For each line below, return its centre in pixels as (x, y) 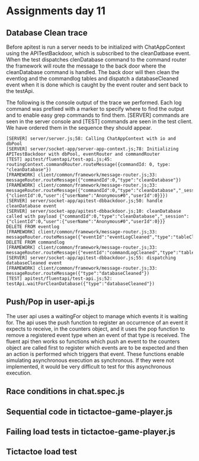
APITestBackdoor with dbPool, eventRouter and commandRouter (83, 154)
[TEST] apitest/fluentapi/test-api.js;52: (59, 278)
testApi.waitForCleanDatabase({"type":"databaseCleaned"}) (81, 284)
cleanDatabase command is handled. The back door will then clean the (93, 72)
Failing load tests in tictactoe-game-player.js (91, 432)
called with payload (32, 216)
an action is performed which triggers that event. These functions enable (95, 354)
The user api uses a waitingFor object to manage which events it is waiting (97, 316)
